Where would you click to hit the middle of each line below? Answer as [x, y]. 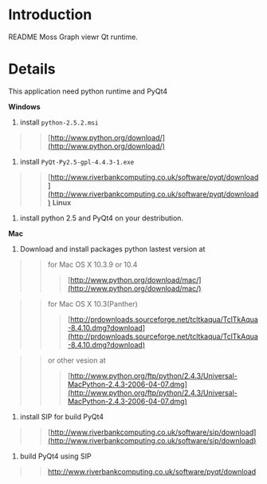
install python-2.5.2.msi [59, 122]
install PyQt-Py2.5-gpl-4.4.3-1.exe [77, 161]
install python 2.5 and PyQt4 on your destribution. [102, 218]
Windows [24, 106]
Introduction [50, 15]
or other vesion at [77, 360]
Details [32, 69]
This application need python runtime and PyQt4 [88, 91]
